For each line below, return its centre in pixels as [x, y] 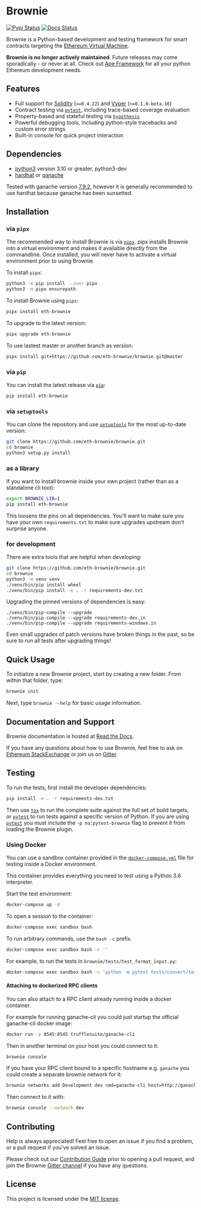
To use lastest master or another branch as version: [70, 345]
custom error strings [40, 129]
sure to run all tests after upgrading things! [59, 641]
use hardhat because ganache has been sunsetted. [69, 193]
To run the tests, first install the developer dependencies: [77, 788]
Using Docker [26, 845]
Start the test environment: [39, 893]
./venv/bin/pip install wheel [44, 585]
